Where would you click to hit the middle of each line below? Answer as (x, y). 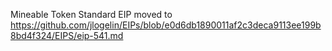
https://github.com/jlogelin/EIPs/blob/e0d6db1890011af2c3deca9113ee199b (166, 25)
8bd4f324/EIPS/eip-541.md (67, 35)
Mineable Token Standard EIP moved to (91, 14)
